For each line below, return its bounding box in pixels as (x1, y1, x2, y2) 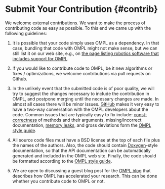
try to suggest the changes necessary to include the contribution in (12, 91, 150, 96)
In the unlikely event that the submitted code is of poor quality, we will (12, 85, 155, 91)
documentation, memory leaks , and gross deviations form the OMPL (12, 122, 152, 128)
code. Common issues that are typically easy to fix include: (12, 111, 133, 117)
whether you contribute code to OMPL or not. (12, 178, 105, 184)
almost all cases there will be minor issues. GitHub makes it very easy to (12, 101, 160, 107)
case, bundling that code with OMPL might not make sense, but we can (12, 45, 158, 51)
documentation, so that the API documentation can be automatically (12, 147, 151, 153)
